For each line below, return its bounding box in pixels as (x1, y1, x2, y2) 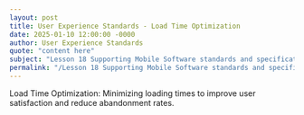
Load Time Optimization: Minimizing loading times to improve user (9, 87, 256, 99)
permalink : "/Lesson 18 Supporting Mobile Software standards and (9, 64, 265, 73)
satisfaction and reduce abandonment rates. (9, 97, 175, 108)
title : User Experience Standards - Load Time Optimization (9, 22, 242, 31)
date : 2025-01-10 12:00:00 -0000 (9, 30, 136, 39)
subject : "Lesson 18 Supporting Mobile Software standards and (9, 55, 253, 64)
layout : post (9, 13, 59, 22)
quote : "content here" (9, 47, 95, 56)
